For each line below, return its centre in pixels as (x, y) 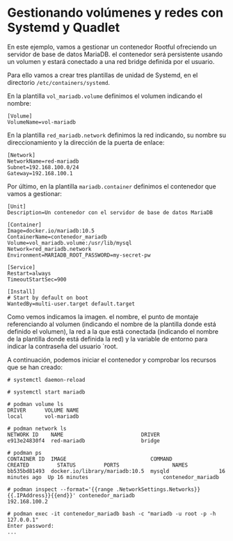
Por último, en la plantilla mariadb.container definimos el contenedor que (112, 186)
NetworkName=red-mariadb (43, 161)
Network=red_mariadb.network (49, 249)
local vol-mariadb (43, 416)
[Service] (22, 267)
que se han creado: (35, 367)
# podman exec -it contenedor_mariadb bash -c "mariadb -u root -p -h (112, 514)
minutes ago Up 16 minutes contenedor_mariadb (113, 477)
